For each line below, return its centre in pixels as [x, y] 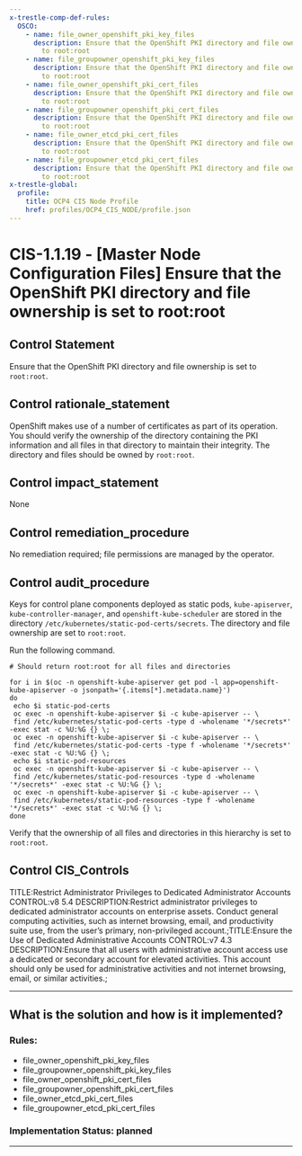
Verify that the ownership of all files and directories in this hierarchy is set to [151, 833]
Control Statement [62, 345]
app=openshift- [251, 682]
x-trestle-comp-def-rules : [60, 18]
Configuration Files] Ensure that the [145, 273]
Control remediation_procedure [100, 533]
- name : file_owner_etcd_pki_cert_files [102, 135]
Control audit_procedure [80, 582]
